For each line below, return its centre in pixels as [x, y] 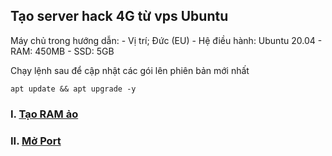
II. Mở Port [36, 141]
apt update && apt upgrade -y [73, 89]
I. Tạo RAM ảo [44, 114]
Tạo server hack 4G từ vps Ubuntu [119, 16]
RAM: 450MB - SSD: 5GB [62, 51]
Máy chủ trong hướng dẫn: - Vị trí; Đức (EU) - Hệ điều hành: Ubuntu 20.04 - [166, 40]
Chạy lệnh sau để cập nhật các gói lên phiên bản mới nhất [130, 70]
